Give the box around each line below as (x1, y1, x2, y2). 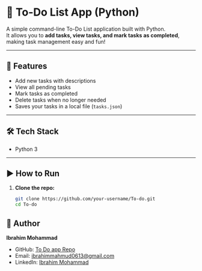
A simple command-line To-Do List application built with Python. (6, 25, 166, 32)
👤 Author (6, 218, 40, 228)
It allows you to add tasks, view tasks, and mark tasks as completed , (6, 31, 180, 38)
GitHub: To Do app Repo (14, 246, 76, 253)
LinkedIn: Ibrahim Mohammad (14, 258, 89, 266)
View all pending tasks (14, 84, 71, 91)
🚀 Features (6, 61, 47, 72)
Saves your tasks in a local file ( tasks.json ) (14, 102, 123, 110)
